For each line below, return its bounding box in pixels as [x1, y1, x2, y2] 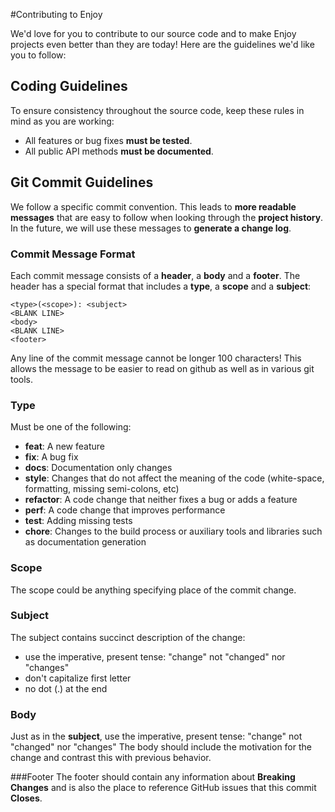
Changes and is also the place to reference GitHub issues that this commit [10, 782, 317, 794]
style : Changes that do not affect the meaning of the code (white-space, [24, 472, 325, 484]
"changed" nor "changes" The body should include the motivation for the [10, 741, 312, 753]
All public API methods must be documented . [24, 145, 214, 157]
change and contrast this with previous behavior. [10, 752, 212, 764]
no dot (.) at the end [24, 682, 108, 694]
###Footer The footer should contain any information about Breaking [10, 771, 296, 783]
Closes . [10, 792, 43, 804]
